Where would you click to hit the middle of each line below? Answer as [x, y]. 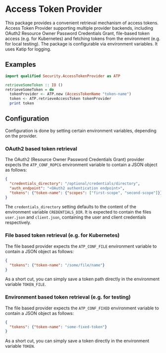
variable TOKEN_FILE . [26, 284]
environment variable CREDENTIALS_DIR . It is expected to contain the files [78, 212]
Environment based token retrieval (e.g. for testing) [68, 297]
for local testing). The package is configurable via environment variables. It [82, 44]
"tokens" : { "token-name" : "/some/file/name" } [57, 265]
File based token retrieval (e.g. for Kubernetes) [62, 235]
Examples [21, 65]
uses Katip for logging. [28, 49]
